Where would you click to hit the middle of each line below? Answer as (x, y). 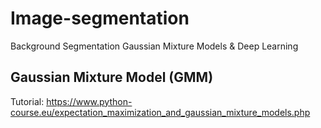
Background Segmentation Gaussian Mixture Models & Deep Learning (154, 46)
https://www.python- (89, 101)
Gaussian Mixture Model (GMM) (112, 77)
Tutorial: (27, 101)
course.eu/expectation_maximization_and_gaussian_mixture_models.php (160, 112)
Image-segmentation (100, 18)
